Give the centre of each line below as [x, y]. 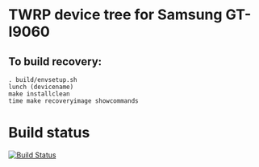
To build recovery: [55, 61]
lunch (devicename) [41, 87]
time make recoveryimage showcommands [73, 101]
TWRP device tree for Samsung [115, 15]
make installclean [39, 94]
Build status [49, 133]
